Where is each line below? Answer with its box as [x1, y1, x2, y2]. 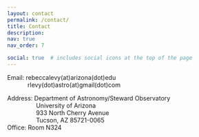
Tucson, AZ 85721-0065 [35, 116, 105, 124]
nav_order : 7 [7, 42, 45, 49]
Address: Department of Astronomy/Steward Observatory [7, 94, 171, 102]
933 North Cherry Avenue [35, 108, 109, 117]
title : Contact [7, 23, 51, 30]
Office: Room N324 [7, 123, 62, 131]
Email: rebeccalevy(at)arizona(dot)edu [7, 73, 116, 81]
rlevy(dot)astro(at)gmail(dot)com [27, 81, 121, 89]
